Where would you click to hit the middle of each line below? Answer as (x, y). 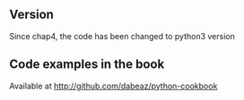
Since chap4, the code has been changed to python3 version (122, 36)
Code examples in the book (87, 65)
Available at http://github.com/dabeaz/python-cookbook (113, 86)
